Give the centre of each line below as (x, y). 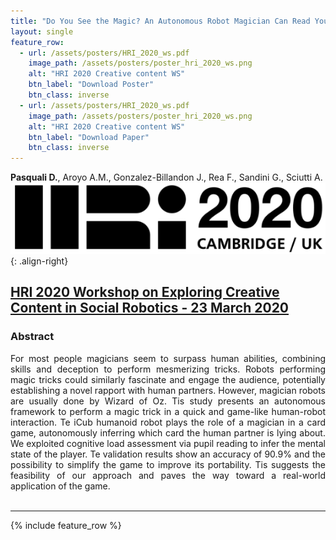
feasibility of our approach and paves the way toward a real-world (168, 475)
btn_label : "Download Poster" (91, 85)
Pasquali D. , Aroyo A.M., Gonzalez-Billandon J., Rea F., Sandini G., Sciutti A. (166, 177)
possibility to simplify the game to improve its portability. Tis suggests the (168, 464)
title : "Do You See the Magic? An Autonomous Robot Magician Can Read (160, 21)
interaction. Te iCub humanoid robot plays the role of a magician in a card (168, 422)
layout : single (42, 31)
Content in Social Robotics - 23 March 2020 (150, 308)
